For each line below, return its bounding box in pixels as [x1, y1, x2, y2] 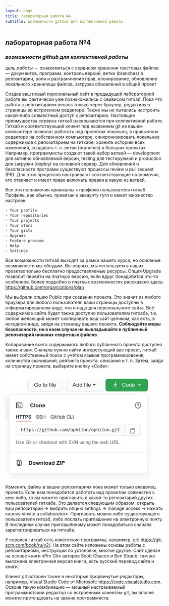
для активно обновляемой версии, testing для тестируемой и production [5, 155, 161, 161]
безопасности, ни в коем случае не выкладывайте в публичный [5, 327, 148, 333]
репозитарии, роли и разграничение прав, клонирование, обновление [5, 76, 158, 82]
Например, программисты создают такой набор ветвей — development [5, 150, 160, 156]
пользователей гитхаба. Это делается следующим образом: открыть [5, 500, 155, 506]
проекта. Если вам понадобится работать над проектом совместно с [5, 489, 155, 496]
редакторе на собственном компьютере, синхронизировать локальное [5, 134, 160, 140]
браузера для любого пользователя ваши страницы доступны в [5, 299, 143, 306]
